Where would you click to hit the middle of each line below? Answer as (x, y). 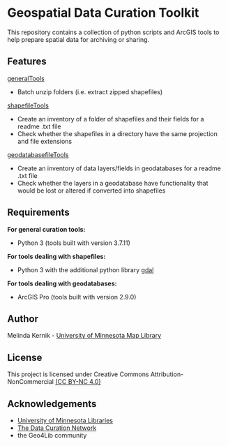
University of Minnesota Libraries (65, 421)
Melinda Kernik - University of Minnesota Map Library (84, 336)
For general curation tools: (46, 229)
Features (27, 62)
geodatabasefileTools (38, 154)
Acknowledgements (52, 404)
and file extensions (44, 141)
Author (23, 319)
